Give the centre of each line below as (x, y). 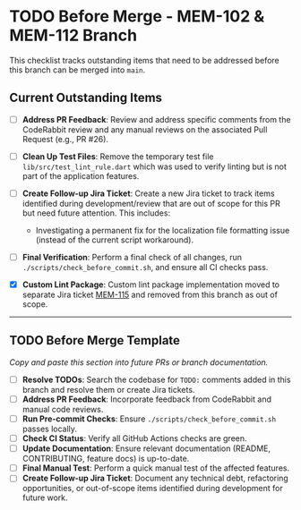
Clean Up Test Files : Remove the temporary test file (118, 156)
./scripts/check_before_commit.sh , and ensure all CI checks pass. (145, 267)
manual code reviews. (63, 409)
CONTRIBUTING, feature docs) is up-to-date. (106, 459)
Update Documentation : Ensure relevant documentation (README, (146, 448)
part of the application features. (81, 175)
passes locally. (50, 429)
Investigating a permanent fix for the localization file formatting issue (163, 230)
